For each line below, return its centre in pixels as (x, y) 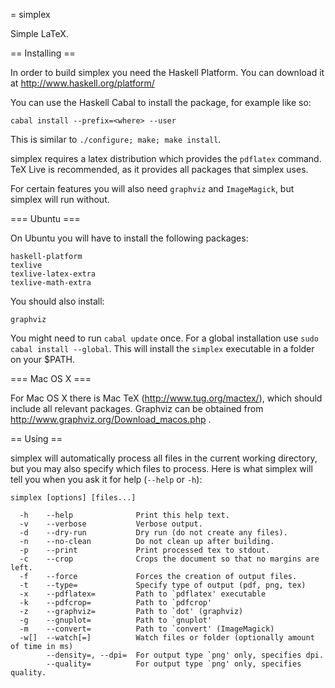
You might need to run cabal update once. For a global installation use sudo (164, 338)
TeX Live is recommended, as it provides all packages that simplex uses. (159, 169)
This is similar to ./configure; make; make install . (116, 139)
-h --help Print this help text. (124, 515)
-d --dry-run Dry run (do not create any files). (153, 533)
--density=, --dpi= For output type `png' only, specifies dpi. (185, 655)
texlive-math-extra (51, 283)
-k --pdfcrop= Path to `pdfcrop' (116, 603)
